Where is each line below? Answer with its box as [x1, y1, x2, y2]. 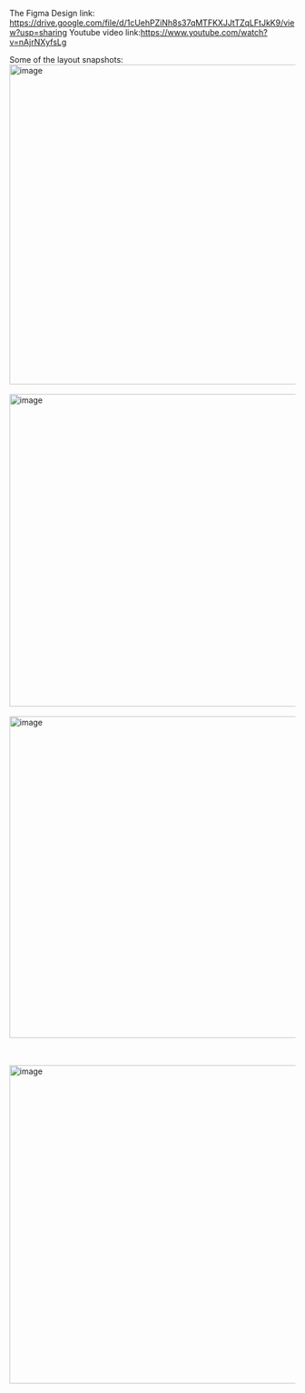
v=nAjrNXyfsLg [9, 36, 67, 47]
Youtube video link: [69, 27, 141, 37]
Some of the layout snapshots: [9, 55, 124, 65]
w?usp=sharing [9, 27, 68, 37]
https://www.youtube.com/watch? [140, 27, 268, 37]
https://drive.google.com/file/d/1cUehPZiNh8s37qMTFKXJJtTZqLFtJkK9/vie [9, 17, 295, 28]
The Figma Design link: [9, 8, 95, 18]
